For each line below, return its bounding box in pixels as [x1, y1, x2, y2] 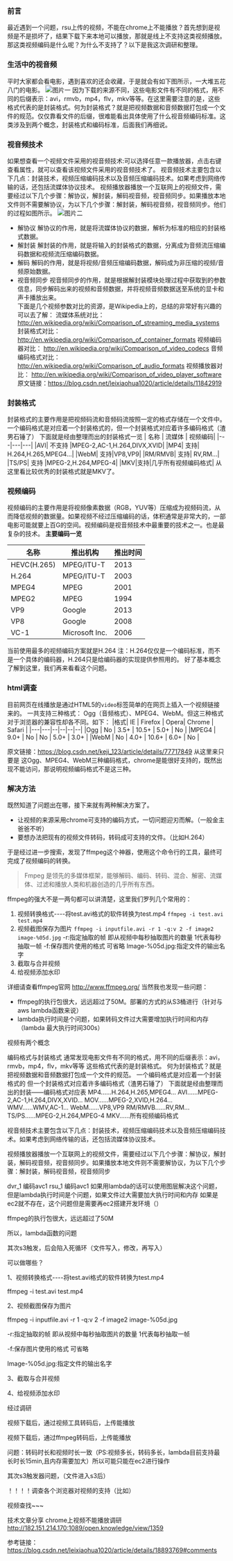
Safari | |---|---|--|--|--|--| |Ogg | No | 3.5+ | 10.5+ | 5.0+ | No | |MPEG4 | [7, 725, 216, 734]
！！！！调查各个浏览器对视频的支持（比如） [7, 1487, 135, 1495]
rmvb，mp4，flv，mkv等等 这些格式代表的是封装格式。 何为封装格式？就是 [7, 1062, 222, 1070]
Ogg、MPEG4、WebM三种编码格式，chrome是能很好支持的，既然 [26, 756, 216, 764]
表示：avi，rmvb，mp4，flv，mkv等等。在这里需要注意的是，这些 [31, 94, 221, 102]
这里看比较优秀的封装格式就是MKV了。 [7, 468, 119, 476]
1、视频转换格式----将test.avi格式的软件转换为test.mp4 [7, 1274, 164, 1282]
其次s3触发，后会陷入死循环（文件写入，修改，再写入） [7, 1244, 166, 1252]
